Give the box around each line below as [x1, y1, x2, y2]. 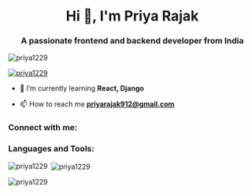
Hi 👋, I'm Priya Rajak [65, 7, 199, 25]
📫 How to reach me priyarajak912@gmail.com [19, 99, 175, 109]
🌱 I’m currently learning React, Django [19, 84, 144, 93]
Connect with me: [8, 122, 78, 133]
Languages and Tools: [8, 144, 94, 155]
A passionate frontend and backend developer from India [20, 35, 244, 47]
